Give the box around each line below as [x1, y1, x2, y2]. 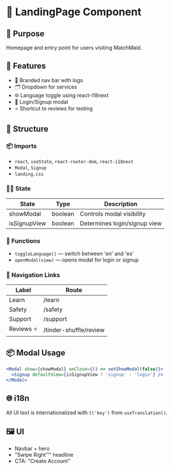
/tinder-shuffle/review [43, 325, 105, 334]
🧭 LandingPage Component [6, 5, 141, 19]
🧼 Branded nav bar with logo [14, 76, 84, 84]
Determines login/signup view [79, 219, 162, 227]
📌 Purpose [6, 29, 45, 39]
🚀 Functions [6, 237, 41, 245]
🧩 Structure [6, 124, 49, 134]
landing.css [14, 171, 44, 177]
